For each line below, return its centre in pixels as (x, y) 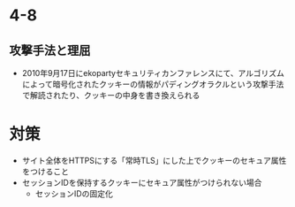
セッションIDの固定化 (74, 193)
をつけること (45, 171)
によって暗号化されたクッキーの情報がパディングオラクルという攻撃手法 (153, 84)
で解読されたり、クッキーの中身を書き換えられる (111, 95)
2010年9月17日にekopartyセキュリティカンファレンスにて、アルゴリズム (153, 73)
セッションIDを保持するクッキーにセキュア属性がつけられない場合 (142, 182)
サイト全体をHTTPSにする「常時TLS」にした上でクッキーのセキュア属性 (154, 160)
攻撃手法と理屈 (50, 50)
